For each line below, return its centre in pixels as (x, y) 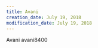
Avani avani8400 (27, 40)
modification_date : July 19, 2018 (49, 23)
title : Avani (22, 12)
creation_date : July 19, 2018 (44, 17)
